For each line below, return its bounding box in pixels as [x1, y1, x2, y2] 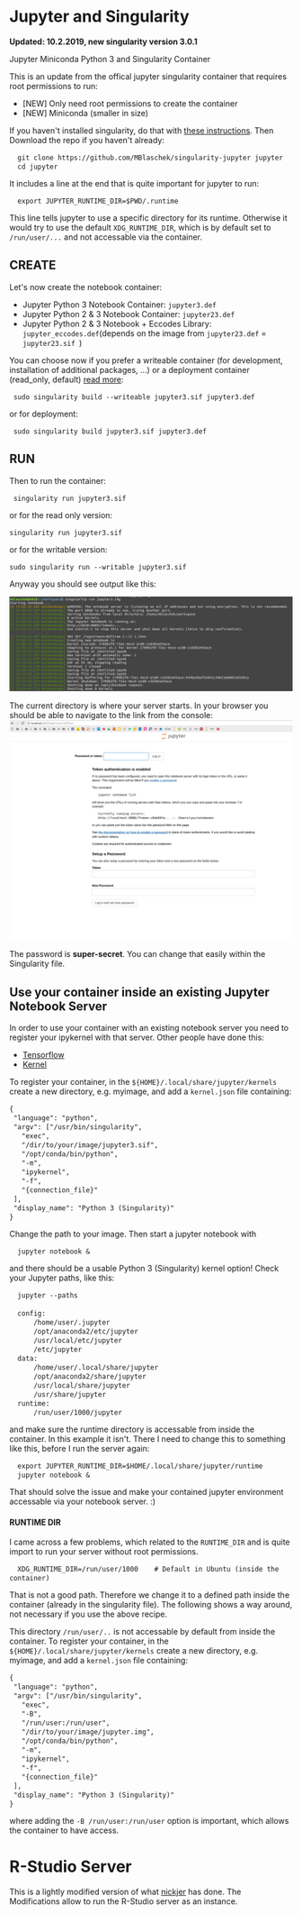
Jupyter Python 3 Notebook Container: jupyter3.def [22, 299, 218, 310]
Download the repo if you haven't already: [9, 134, 164, 145]
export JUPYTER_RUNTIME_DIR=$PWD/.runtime [17, 196, 179, 205]
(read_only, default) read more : [9, 374, 124, 385]
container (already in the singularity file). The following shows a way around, [9, 1600, 293, 1610]
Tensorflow [22, 1050, 65, 1060]
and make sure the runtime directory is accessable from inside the [9, 1424, 254, 1435]
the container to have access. [9, 1825, 120, 1836]
